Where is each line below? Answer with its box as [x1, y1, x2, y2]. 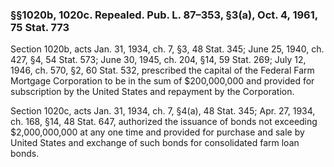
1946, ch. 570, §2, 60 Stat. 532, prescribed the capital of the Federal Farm [10, 64, 315, 77]
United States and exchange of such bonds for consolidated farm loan [10, 137, 300, 149]
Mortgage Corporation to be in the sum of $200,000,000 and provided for [10, 75, 315, 87]
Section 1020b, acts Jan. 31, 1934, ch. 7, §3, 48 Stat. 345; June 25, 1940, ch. [10, 43, 325, 55]
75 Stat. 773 [10, 20, 70, 34]
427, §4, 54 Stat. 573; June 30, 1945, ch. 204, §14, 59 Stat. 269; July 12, [10, 54, 307, 66]
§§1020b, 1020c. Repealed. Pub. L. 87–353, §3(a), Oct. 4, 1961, [10, 8, 318, 22]
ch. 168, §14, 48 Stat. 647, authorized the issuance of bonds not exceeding [10, 116, 318, 128]
